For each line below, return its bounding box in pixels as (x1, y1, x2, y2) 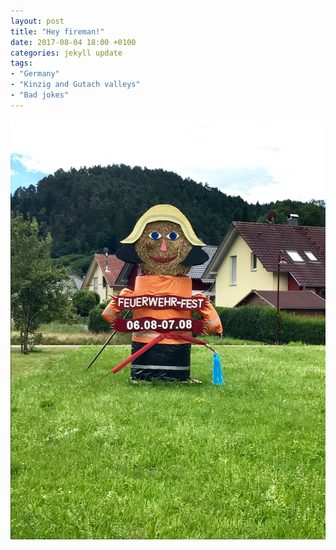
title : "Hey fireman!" (10, 26, 105, 37)
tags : (10, 58, 33, 69)
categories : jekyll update (10, 48, 123, 58)
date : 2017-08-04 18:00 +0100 (10, 37, 137, 47)
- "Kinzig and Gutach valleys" (10, 80, 141, 90)
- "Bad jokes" (10, 90, 70, 100)
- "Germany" (10, 69, 60, 79)
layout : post (10, 16, 65, 26)
